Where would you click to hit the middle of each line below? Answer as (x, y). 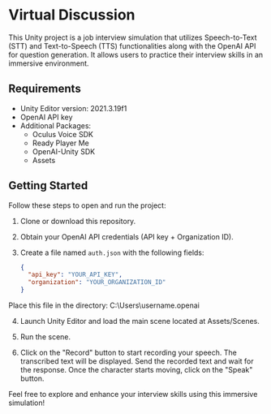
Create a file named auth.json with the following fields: (112, 252)
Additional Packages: (56, 125)
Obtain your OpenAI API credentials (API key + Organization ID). (127, 236)
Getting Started (48, 185)
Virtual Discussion (72, 15)
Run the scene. (45, 337)
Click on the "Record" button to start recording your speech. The (128, 353)
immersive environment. (49, 63)
